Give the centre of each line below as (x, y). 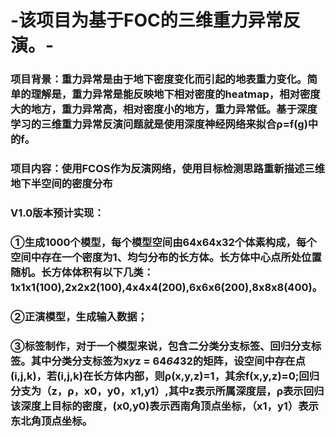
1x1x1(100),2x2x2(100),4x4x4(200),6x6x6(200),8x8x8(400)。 (166, 287)
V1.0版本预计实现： (57, 213)
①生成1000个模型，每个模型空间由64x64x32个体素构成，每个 (163, 242)
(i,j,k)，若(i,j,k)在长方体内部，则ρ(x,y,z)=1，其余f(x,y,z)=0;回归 (165, 376)
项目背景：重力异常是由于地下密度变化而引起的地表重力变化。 (159, 79)
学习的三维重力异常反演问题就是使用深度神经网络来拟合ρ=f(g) (159, 124)
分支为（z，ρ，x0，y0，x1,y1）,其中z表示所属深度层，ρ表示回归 (167, 391)
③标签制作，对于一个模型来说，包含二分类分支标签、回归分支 (161, 346)
